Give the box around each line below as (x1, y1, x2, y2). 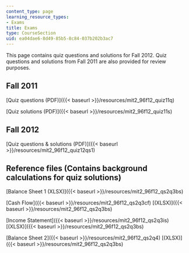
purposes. (6, 64, 31, 71)
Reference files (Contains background (6, 164, 148, 174)
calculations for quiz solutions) (6, 173, 121, 183)
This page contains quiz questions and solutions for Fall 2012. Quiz (6, 52, 167, 58)
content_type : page (6, 8, 54, 15)
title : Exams (6, 25, 38, 31)
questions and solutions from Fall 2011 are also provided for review (6, 58, 166, 65)
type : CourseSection (6, 30, 57, 36)
